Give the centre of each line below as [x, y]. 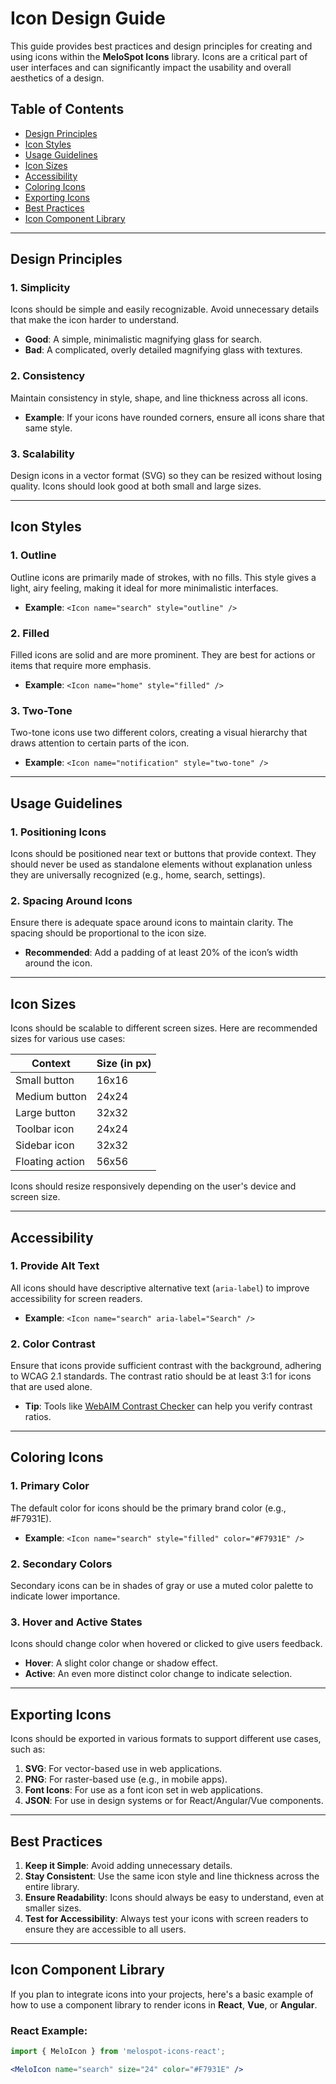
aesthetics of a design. [57, 78]
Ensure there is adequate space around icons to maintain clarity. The [152, 923]
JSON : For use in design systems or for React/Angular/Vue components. [174, 1801]
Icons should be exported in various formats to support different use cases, [166, 1739]
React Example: [49, 2030]
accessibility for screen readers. [76, 1298]
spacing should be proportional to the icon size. [108, 933]
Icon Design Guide [88, 18]
